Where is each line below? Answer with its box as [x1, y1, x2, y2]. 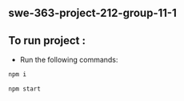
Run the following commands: [19, 55, 118, 65]
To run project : [8, 34, 86, 47]
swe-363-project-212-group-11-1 [8, 6, 178, 20]
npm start [8, 85, 42, 93]
